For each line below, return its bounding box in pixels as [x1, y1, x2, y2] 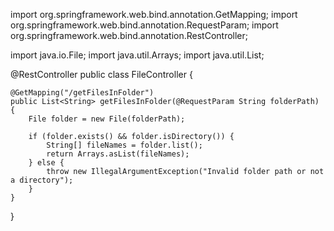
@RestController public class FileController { [10, 69, 193, 80]
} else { [28, 158, 65, 168]
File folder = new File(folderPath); [28, 114, 186, 124]
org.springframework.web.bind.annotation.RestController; [10, 30, 249, 41]
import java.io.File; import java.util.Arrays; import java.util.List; [10, 49, 265, 61]
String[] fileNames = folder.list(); [46, 140, 203, 150]
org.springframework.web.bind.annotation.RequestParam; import [10, 19, 279, 31]
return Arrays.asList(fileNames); [46, 149, 190, 159]
